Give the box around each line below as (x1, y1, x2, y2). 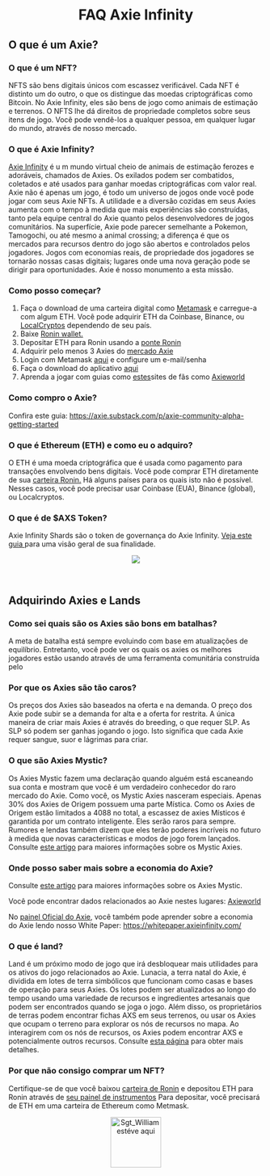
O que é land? (8, 940, 63, 951)
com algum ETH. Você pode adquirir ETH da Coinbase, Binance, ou (19, 312, 245, 322)
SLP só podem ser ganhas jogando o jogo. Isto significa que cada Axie (8, 726, 244, 736)
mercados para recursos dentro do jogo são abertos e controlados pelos (8, 239, 251, 249)
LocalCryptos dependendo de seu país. (19, 321, 152, 331)
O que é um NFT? (8, 62, 78, 74)
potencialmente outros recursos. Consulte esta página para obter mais (8, 1036, 244, 1046)
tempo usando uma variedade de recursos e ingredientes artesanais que (8, 993, 251, 1003)
